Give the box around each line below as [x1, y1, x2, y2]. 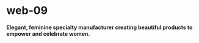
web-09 [6, 4, 48, 18]
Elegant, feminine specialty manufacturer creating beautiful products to [6, 24, 193, 31]
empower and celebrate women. [6, 30, 90, 37]
